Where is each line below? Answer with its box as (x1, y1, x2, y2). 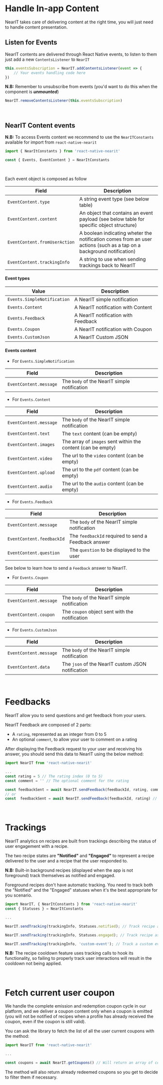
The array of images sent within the (62, 438, 141, 445)
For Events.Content (12, 396, 51, 402)
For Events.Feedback (12, 499, 53, 505)
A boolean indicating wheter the (79, 229, 152, 236)
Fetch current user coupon (5, 987, 115, 998)
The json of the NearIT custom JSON (62, 661, 147, 668)
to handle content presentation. (5, 24, 68, 30)
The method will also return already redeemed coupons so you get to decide (5, 1069, 158, 1075)
